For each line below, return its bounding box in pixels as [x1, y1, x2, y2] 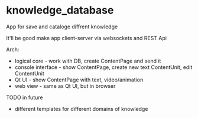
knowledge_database [6, 4, 114, 17]
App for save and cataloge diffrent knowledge [6, 23, 118, 30]
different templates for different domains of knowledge [14, 105, 148, 112]
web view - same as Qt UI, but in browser [14, 82, 116, 89]
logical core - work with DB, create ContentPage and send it [14, 57, 161, 64]
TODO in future [6, 94, 43, 101]
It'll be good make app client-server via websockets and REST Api [6, 34, 167, 41]
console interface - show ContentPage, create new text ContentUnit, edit [14, 63, 193, 71]
